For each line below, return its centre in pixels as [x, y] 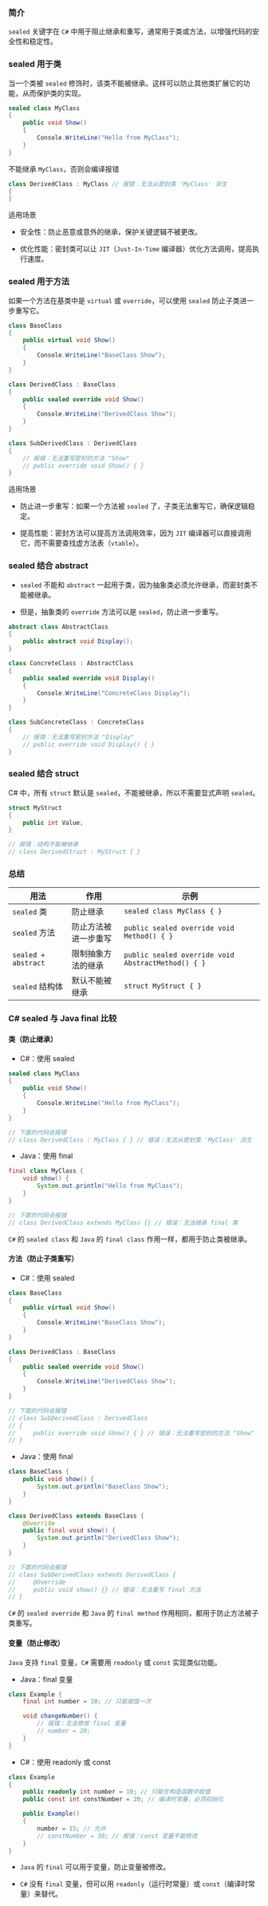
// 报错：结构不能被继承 [43, 844]
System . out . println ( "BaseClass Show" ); [103, 1487]
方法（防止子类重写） [43, 1259]
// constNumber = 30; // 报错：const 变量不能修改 [117, 1836]
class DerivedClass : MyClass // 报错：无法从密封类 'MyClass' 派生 [118, 184]
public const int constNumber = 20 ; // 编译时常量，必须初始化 [123, 1799]
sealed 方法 [34, 933]
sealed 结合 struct [44, 774]
